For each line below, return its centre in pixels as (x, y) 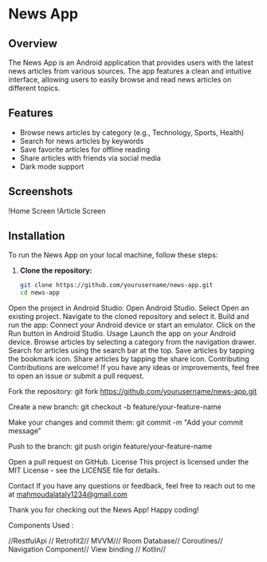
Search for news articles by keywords (82, 141)
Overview (33, 44)
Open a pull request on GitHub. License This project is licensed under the (129, 462)
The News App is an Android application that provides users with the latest (131, 62)
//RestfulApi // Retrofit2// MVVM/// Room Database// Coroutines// (116, 541)
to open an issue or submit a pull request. (77, 376)
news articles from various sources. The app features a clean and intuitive (130, 71)
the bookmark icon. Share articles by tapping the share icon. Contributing (129, 359)
